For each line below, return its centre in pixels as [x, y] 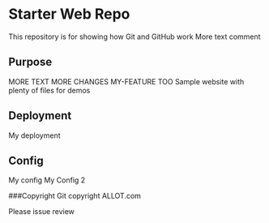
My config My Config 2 [47, 180]
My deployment [34, 135]
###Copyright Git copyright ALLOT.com [75, 196]
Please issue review [42, 212]
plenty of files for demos [49, 90]
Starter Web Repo [69, 14]
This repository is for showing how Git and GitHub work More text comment [134, 36]
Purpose [30, 62]
